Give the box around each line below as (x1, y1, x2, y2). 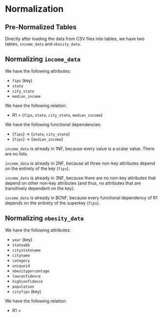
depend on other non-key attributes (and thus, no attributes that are (5, 180, 141, 186)
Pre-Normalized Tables (5, 23, 77, 31)
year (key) (12, 236, 33, 242)
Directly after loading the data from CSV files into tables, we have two (5, 36, 145, 42)
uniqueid (12, 263, 30, 268)
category (12, 258, 30, 263)
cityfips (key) (12, 288, 41, 294)
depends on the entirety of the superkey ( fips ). (5, 200, 100, 206)
